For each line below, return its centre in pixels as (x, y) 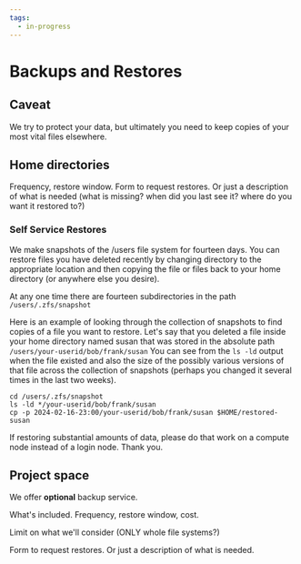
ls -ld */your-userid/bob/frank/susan (83, 404)
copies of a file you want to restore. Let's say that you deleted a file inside (148, 331)
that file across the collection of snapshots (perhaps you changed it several (151, 370)
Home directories (60, 165)
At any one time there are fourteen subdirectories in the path (123, 296)
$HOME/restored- (248, 412)
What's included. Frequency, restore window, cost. (105, 515)
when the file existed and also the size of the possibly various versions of (147, 360)
